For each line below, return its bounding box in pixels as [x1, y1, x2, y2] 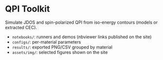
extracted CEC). [5, 24, 37, 30]
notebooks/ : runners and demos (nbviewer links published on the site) [12, 34, 152, 40]
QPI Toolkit [5, 3, 50, 15]
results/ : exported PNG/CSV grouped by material [12, 44, 113, 50]
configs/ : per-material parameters [12, 39, 81, 45]
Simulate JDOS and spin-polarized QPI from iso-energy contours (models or [5, 19, 158, 25]
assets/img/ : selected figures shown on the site [12, 49, 108, 55]
